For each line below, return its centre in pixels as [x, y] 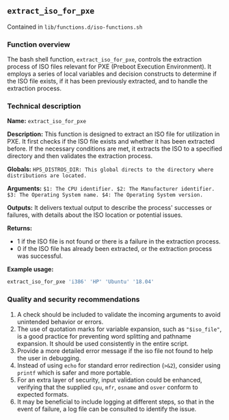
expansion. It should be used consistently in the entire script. [103, 343]
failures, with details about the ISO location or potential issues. [95, 215]
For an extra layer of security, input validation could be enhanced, [110, 380]
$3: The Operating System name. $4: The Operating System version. [105, 195]
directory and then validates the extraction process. [80, 156]
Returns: [20, 228]
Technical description [44, 106]
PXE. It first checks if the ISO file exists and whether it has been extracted [111, 142]
